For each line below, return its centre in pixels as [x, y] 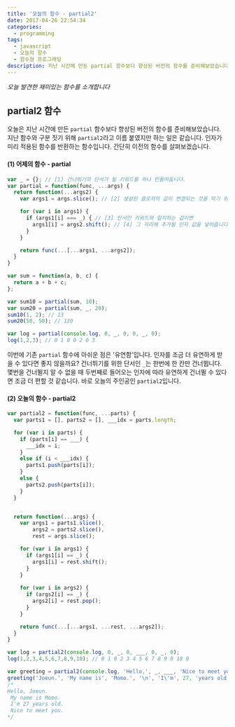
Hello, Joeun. [28, 691]
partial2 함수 [34, 111]
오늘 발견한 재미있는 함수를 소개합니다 [59, 87]
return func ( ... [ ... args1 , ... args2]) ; [78, 250]
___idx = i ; [43, 446]
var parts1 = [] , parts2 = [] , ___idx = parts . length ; [95, 420]
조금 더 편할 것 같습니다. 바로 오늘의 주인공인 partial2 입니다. [98, 381]
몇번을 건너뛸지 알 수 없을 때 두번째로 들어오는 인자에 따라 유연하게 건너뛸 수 [111, 372]
